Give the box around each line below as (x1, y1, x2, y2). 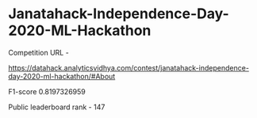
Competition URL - (8, 48, 69, 57)
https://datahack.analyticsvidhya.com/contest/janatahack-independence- (8, 63, 250, 72)
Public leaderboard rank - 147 (8, 102, 105, 112)
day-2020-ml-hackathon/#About (8, 71, 116, 81)
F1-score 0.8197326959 (8, 86, 86, 96)
